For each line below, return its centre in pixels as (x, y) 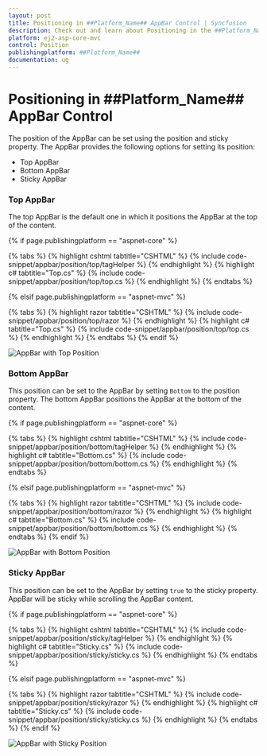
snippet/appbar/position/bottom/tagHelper (78, 447)
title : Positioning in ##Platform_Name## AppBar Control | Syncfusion (128, 23)
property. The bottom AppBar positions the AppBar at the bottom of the (125, 399)
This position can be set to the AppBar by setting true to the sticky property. (133, 590)
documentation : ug (39, 60)
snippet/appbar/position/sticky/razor (68, 702)
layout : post (30, 16)
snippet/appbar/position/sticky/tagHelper (76, 638)
